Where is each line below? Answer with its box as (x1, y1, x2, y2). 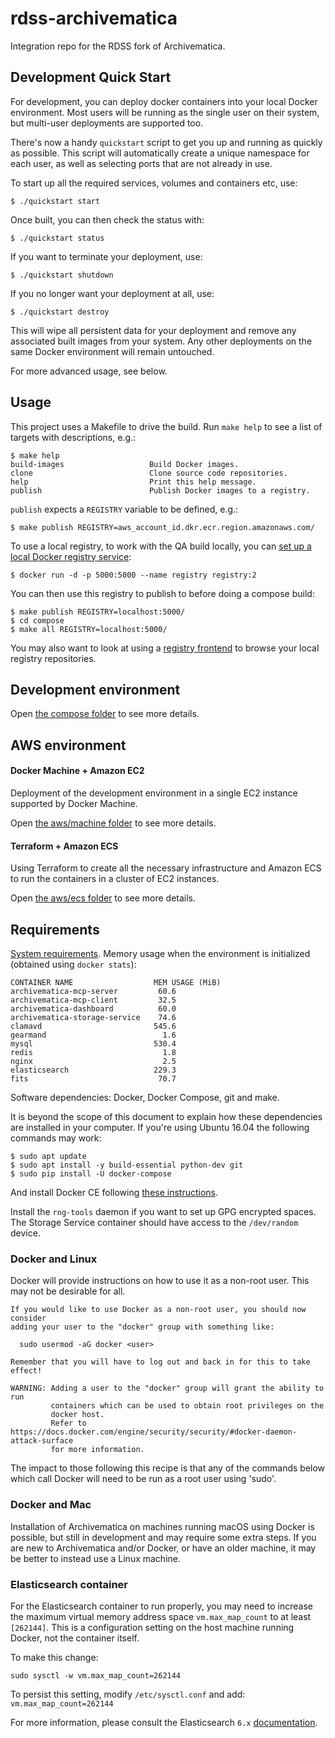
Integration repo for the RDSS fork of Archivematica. (10, 40, 226, 52)
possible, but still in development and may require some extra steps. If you (10, 1531, 317, 1543)
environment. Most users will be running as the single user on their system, (10, 106, 320, 118)
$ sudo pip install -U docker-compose (10, 1168, 172, 1179)
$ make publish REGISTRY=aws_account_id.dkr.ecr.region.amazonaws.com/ (10, 522, 315, 532)
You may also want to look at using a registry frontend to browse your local (10, 642, 320, 654)
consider (10, 1313, 47, 1324)
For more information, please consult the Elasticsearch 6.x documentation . (10, 1716, 318, 1728)
